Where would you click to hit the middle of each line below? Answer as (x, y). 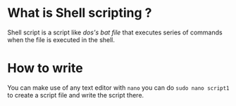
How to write (45, 68)
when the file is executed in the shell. (61, 39)
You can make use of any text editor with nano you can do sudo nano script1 (119, 87)
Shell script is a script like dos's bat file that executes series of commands (115, 32)
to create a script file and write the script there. (76, 95)
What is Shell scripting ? (80, 13)
